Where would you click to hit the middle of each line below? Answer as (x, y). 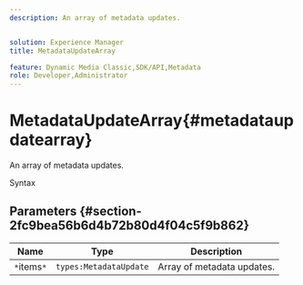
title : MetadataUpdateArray (63, 51)
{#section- (111, 212)
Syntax (23, 183)
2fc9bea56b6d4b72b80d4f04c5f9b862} (130, 225)
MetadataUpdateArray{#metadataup (151, 121)
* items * (30, 267)
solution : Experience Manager (67, 42)
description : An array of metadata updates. (95, 18)
